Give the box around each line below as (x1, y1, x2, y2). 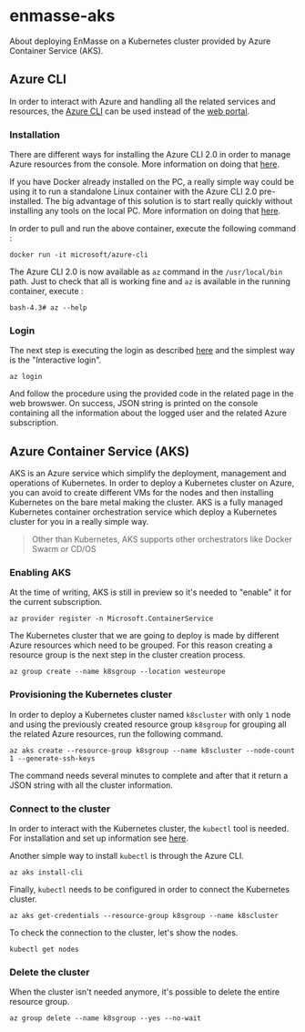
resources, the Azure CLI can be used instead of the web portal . (9, 106, 250, 117)
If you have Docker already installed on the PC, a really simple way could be (9, 177, 294, 188)
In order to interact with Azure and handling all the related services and (9, 96, 276, 107)
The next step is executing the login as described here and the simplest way (9, 345, 296, 356)
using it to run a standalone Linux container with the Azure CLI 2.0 (9, 186, 258, 197)
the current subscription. (9, 597, 103, 608)
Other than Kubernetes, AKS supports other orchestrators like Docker (31, 534, 293, 545)
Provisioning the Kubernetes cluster (9, 689, 173, 701)
